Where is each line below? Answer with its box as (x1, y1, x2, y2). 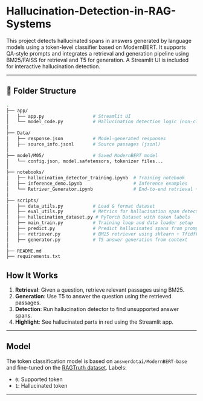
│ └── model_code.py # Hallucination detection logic (6, 119, 177, 125)
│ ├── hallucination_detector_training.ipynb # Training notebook (6, 175, 185, 181)
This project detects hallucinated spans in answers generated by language (6, 37, 192, 44)
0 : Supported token (14, 376, 63, 383)
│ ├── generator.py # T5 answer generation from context (6, 237, 188, 243)
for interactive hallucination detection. (6, 62, 101, 70)
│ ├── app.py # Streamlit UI (6, 113, 131, 119)
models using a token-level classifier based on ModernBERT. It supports (6, 43, 186, 51)
